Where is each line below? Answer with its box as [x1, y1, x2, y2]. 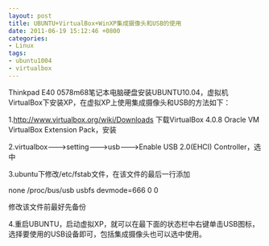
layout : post [8, 11, 52, 20]
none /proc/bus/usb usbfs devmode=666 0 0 [8, 185, 159, 194]
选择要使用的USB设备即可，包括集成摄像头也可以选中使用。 [8, 229, 207, 239]
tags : [8, 49, 27, 57]
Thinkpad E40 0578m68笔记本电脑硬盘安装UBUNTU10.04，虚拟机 [8, 87, 229, 97]
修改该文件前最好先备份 [8, 202, 86, 211]
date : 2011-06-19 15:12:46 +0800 [8, 27, 121, 35]
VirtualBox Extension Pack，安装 [8, 124, 117, 134]
